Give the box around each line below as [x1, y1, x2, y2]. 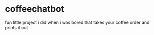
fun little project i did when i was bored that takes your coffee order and [5, 19, 150, 25]
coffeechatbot [5, 3, 65, 15]
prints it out [5, 24, 28, 30]
